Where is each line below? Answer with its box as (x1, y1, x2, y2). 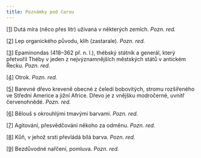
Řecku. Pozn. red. (6, 62, 50, 69)
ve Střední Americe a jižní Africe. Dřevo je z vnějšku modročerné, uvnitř (6, 91, 185, 99)
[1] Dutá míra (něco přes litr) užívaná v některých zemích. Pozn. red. (6, 25, 176, 33)
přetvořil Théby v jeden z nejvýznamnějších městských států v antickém (6, 55, 186, 62)
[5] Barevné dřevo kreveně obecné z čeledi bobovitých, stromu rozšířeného (6, 85, 195, 93)
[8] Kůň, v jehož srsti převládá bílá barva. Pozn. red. (6, 133, 136, 140)
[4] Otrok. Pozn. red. (6, 73, 58, 81)
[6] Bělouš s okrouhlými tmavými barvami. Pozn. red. (6, 110, 138, 117)
